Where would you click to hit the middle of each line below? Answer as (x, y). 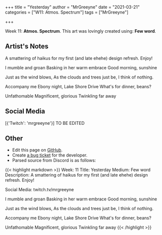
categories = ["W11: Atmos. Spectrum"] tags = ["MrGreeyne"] (67, 12)
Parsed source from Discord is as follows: (54, 160)
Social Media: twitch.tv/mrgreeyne (40, 190)
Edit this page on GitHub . (37, 150)
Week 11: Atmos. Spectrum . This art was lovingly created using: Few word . (81, 31)
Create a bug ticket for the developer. (50, 155)
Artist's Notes (27, 47)
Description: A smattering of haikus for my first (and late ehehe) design (76, 175)
